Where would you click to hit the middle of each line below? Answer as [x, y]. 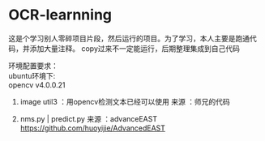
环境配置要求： [33, 66]
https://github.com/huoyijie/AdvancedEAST [93, 128]
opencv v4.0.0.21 [37, 85]
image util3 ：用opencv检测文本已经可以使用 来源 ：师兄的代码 [125, 101]
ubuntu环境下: [32, 75]
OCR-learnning [60, 15]
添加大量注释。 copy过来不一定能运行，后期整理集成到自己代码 [135, 48]
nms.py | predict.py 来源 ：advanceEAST [89, 118]
